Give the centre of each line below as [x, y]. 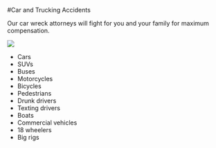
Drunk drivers [37, 101]
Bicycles [29, 86]
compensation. [28, 31]
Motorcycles [35, 79]
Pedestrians [34, 93]
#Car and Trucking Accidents [49, 10]
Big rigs [28, 137]
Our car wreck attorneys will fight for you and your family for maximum [108, 23]
